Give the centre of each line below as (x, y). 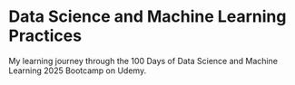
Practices (45, 36)
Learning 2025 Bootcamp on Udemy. (78, 71)
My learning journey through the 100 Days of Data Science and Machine (143, 61)
